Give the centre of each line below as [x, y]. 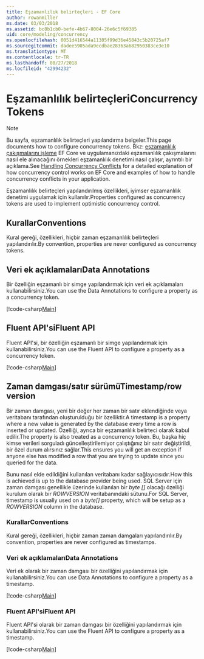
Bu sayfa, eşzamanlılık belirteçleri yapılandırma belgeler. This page [89, 140]
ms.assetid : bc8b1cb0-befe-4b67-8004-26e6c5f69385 [72, 29]
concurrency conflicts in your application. [58, 179]
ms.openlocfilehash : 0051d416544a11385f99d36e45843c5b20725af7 [88, 40]
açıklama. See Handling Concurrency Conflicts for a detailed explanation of [100, 166]
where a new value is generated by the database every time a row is [92, 424]
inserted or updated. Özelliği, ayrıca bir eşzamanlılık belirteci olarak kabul [98, 430]
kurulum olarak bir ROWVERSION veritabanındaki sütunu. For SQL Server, [97, 493]
